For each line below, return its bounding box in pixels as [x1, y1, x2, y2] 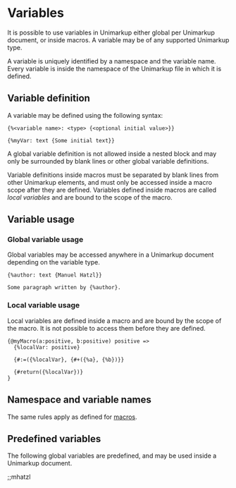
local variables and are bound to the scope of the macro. [7, 193, 173, 202]
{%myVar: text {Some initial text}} [7, 137, 115, 144]
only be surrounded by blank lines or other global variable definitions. [7, 157, 209, 165]
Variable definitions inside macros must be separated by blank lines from [7, 171, 219, 179]
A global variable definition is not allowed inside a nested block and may [7, 150, 217, 158]
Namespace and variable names [7, 394, 151, 406]
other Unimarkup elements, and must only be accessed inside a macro [7, 178, 213, 186]
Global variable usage [7, 235, 84, 245]
